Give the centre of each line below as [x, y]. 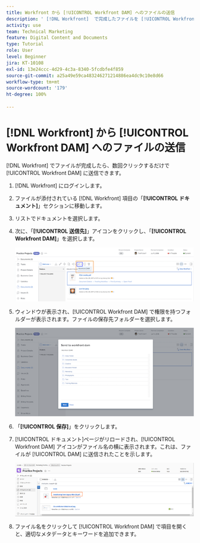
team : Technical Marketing [40, 32]
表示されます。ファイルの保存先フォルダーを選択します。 [105, 319]
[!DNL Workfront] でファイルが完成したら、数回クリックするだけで [88, 165]
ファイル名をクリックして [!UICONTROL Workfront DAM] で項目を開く [101, 526]
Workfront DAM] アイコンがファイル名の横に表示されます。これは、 [98, 446]
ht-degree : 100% [26, 95]
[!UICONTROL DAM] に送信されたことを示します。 [94, 454]
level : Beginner [26, 57]
